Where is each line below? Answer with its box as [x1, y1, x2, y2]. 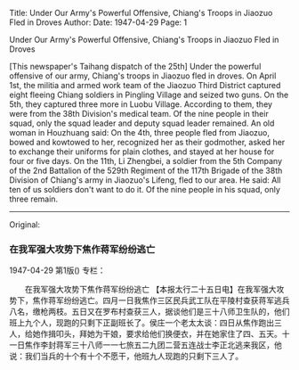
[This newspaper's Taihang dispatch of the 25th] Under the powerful [9, 62, 262, 71]
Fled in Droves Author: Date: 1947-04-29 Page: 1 [9, 17, 188, 28]
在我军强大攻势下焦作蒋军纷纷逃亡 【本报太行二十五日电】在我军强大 [24, 284, 277, 295]
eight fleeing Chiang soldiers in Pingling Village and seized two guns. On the [9, 89, 289, 100]
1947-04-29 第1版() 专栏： [9, 265, 106, 275]
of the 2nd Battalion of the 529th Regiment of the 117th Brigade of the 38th [9, 165, 283, 176]
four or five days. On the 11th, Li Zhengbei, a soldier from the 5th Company [9, 156, 283, 166]
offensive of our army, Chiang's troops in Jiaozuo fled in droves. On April [9, 70, 277, 81]
